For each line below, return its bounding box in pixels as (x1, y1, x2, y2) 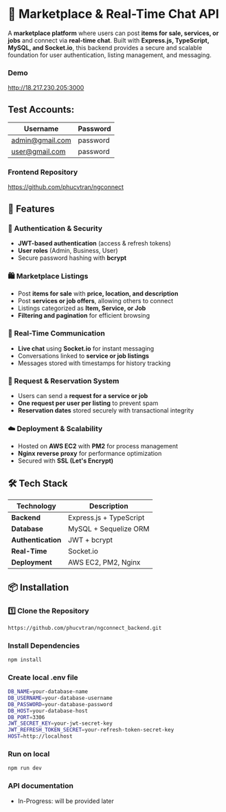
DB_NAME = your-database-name (8, 688, 89, 695)
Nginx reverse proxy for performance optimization (17, 450, 162, 458)
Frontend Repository (8, 167, 78, 177)
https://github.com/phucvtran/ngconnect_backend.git (8, 624, 162, 631)
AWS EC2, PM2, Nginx (68, 558, 141, 567)
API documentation (8, 781, 74, 791)
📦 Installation (8, 582, 69, 593)
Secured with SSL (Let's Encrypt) (17, 457, 114, 465)
